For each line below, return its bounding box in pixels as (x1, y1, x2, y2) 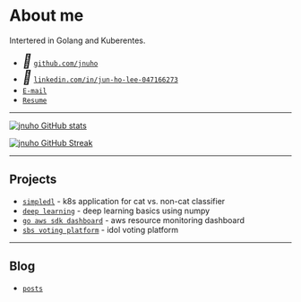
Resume (21, 96, 47, 105)
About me (9, 5, 84, 26)
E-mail (21, 86, 47, 95)
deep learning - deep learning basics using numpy (21, 205, 211, 216)
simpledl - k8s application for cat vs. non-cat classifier (21, 195, 226, 206)
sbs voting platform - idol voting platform (21, 224, 179, 235)
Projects (9, 172, 57, 187)
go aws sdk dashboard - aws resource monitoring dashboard (21, 214, 245, 225)
